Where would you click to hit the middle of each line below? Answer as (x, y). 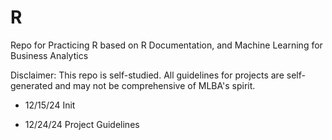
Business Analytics (49, 55)
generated (31, 85)
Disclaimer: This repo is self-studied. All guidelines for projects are (147, 75)
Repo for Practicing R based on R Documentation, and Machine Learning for (166, 45)
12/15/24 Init (50, 105)
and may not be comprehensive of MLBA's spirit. (155, 85)
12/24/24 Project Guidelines (82, 124)
